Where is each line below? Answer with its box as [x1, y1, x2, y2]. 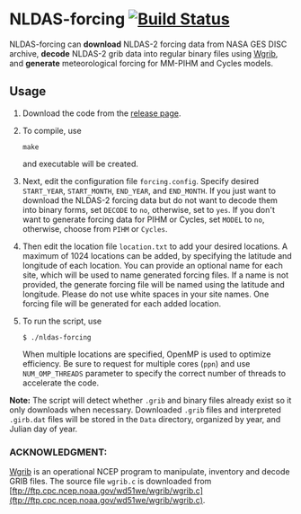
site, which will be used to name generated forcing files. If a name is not [22, 270, 289, 280]
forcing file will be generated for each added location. [22, 297, 222, 309]
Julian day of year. [9, 423, 78, 434]
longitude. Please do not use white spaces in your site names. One [22, 288, 270, 299]
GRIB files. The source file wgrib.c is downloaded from [9, 476, 212, 487]
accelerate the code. [22, 377, 100, 388]
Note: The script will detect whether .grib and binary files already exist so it [9, 394, 292, 405]
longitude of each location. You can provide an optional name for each [22, 260, 283, 270]
